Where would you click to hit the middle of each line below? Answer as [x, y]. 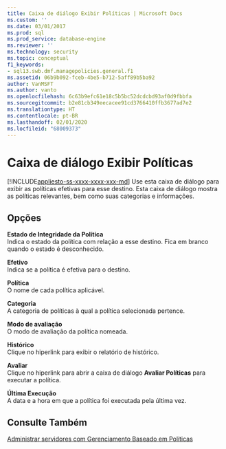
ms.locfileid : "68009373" [44, 129]
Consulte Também [47, 423]
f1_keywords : [26, 65]
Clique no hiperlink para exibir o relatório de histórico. [83, 352]
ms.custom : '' [27, 20]
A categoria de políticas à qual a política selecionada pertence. [96, 311]
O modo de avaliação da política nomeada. [68, 331]
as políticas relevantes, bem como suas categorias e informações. [101, 196]
